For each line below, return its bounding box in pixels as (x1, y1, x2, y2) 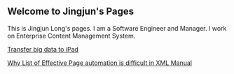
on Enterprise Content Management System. (7, 31, 136, 40)
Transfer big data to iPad (7, 45, 79, 53)
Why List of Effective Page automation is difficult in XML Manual (7, 59, 193, 67)
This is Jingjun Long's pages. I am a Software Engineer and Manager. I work (7, 24, 227, 32)
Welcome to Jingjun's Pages (7, 6, 135, 17)
